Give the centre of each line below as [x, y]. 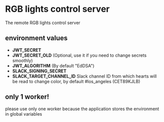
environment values [36, 38]
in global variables [24, 114]
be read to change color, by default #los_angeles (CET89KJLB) [76, 81]
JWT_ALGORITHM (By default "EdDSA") [53, 65]
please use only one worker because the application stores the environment [82, 109]
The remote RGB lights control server [43, 23]
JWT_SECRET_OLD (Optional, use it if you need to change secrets [79, 55]
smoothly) [22, 61]
